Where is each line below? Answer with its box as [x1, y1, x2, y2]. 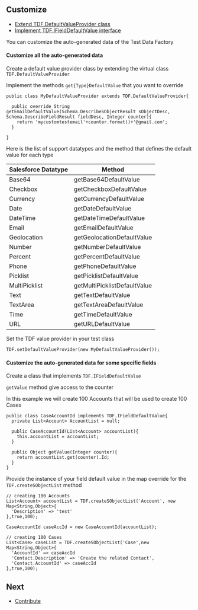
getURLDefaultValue [73, 320, 131, 328]
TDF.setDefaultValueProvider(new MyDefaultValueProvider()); [6, 347, 160, 353]
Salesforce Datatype [9, 165, 69, 174]
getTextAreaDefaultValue [73, 301, 144, 309]
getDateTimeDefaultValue [73, 214, 145, 222]
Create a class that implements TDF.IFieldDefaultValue [6, 372, 141, 379]
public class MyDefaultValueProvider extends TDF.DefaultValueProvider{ [6, 93, 189, 100]
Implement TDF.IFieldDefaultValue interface [14, 27, 121, 34]
